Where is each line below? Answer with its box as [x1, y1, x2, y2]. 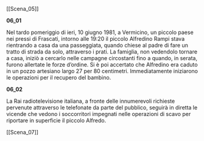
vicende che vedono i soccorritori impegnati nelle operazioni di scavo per [6, 111, 191, 117]
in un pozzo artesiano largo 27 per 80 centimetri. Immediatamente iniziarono [6, 67, 198, 75]
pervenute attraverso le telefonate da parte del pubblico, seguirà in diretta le [6, 104, 198, 111]
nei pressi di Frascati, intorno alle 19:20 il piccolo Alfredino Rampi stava [6, 35, 185, 42]
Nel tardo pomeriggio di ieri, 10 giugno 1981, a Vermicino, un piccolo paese [6, 29, 194, 36]
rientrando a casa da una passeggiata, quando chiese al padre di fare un [6, 42, 189, 49]
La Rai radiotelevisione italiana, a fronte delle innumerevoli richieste [6, 97, 175, 105]
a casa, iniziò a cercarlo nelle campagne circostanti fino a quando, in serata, [6, 55, 198, 61]
